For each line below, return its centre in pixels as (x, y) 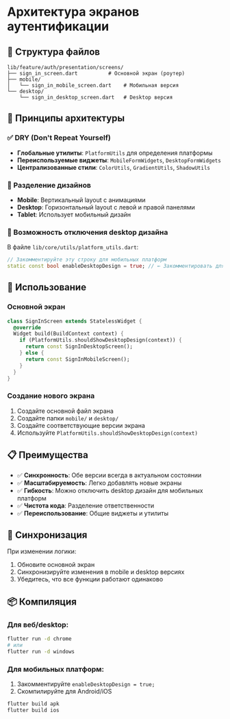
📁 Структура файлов (54, 52)
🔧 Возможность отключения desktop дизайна (88, 232)
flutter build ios (33, 710)
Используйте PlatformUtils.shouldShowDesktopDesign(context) (107, 433)
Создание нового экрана (51, 396)
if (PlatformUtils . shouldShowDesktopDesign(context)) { (101, 340)
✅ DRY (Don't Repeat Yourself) (59, 138)
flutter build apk (33, 704)
